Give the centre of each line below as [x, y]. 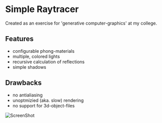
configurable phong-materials [43, 51]
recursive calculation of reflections [48, 62]
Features [19, 39]
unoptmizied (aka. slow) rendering [48, 100]
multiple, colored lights [36, 56]
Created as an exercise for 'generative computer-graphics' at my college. [81, 23]
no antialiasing [27, 95]
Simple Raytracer [42, 9]
